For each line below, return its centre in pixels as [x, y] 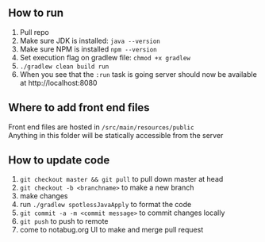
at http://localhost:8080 [58, 83]
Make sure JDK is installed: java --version [90, 40]
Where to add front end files [79, 108]
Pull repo [34, 32]
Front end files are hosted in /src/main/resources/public [101, 127]
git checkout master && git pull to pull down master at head [121, 179]
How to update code [59, 161]
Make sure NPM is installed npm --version [88, 49]
